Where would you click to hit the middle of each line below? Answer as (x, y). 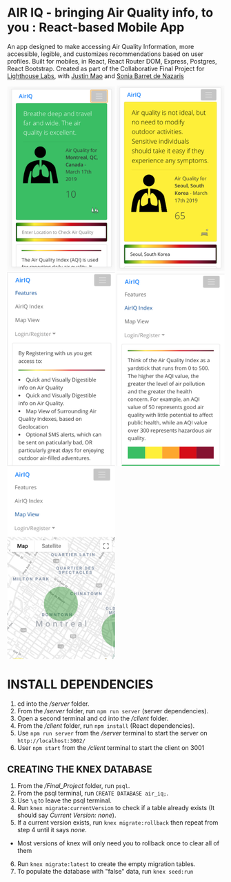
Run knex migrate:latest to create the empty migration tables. (106, 864)
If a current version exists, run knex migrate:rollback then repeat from (118, 823)
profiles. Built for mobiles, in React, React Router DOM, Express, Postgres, (112, 61)
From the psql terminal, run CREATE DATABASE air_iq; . (93, 794)
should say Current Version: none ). (67, 815)
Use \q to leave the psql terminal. (64, 800)
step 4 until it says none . (52, 830)
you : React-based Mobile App (96, 27)
